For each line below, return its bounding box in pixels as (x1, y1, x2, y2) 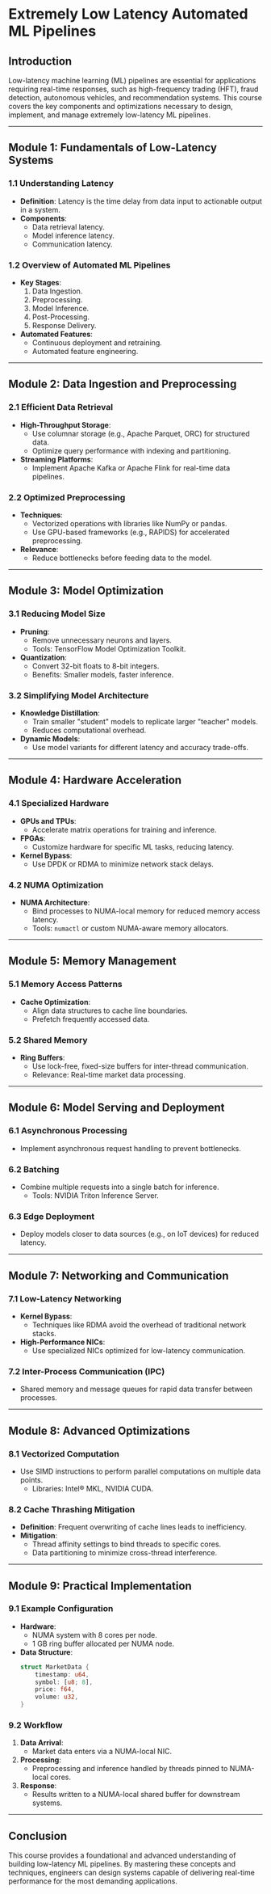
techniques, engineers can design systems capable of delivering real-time (8, 1868, 256, 1878)
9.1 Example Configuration (8, 1603, 114, 1614)
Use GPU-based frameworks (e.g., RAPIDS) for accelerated (31, 527, 230, 537)
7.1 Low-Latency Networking (8, 1293, 123, 1304)
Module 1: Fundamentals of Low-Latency (8, 141, 218, 154)
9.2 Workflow (8, 1719, 63, 1731)
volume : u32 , (35, 1693, 79, 1702)
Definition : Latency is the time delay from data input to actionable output (19, 196, 262, 206)
